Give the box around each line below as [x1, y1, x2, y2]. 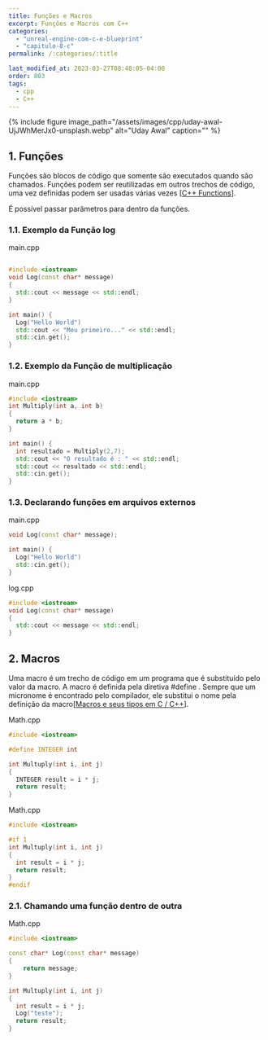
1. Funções [8, 149, 63, 163]
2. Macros [8, 652, 61, 665]
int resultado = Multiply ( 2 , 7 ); [15, 447, 126, 455]
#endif [8, 881, 31, 889]
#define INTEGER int [8, 745, 79, 753]
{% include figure [8, 117, 67, 127]
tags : [8, 79, 27, 88]
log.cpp [8, 583, 34, 593]
